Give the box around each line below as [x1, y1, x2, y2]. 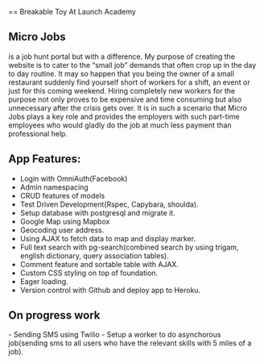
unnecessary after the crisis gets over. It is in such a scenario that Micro [8, 103, 248, 112]
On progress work [8, 308, 101, 322]
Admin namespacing [19, 182, 89, 192]
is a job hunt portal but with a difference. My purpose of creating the [8, 52, 236, 61]
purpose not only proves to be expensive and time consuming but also [8, 94, 242, 104]
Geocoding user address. [19, 225, 105, 235]
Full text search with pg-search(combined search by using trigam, [19, 242, 239, 252]
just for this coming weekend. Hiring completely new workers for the [8, 86, 236, 95]
